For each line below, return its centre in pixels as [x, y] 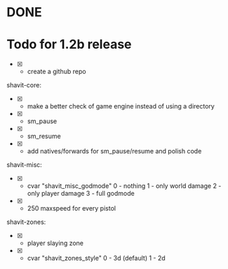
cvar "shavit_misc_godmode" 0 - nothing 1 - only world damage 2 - [124, 186]
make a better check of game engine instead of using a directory [121, 106]
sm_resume [44, 136]
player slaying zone [55, 243]
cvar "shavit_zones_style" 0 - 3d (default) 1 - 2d [96, 258]
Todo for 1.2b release [69, 45]
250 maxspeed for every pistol [72, 208]
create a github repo [56, 72]
